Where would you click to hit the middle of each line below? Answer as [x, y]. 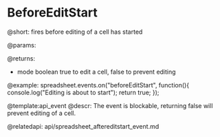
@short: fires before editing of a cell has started [75, 32]
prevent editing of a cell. [42, 113]
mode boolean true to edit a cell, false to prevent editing [97, 72]
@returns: [21, 58]
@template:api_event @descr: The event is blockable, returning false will [110, 105]
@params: [22, 45]
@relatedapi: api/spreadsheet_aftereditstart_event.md [83, 126]
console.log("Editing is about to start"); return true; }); [83, 92]
